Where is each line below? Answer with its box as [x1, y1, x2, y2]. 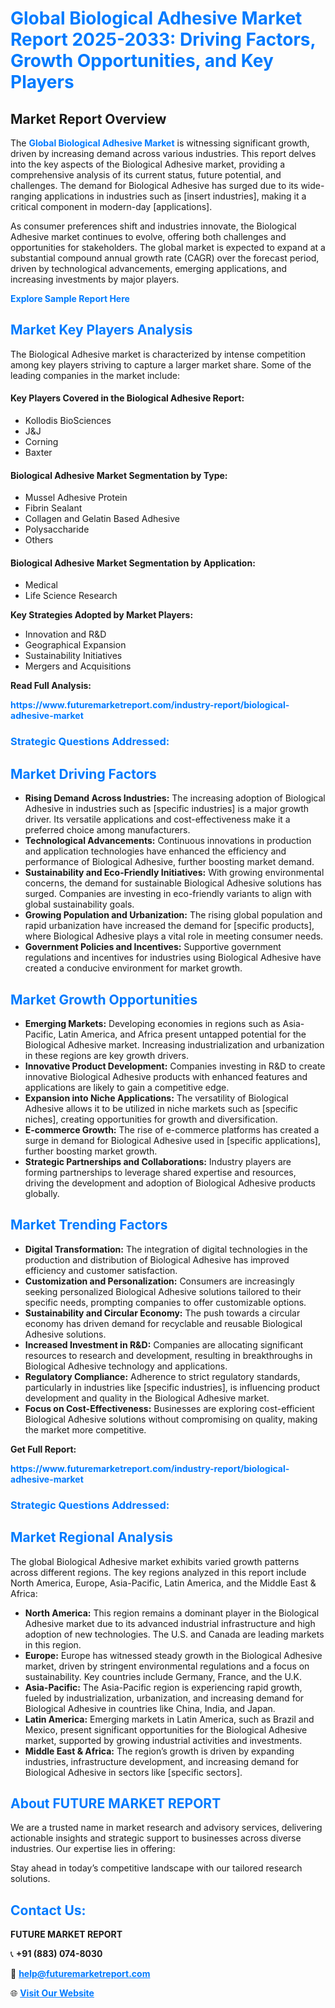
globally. [24, 1187, 60, 1199]
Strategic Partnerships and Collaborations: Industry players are [24, 1155, 292, 1167]
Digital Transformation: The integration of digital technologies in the [24, 1243, 308, 1255]
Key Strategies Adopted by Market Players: [10, 609, 194, 621]
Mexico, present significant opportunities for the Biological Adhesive [24, 1723, 308, 1736]
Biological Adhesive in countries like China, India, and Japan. [24, 1702, 276, 1714]
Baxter [24, 447, 53, 459]
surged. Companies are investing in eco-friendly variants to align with [24, 888, 312, 900]
